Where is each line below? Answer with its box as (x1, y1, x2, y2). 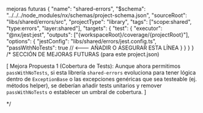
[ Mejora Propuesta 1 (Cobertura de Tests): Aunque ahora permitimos (6, 62, 181, 70)
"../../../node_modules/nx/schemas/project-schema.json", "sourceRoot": (6, 12, 188, 19)
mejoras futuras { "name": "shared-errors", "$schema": (6, 5, 146, 12)
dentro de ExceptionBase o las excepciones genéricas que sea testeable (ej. (6, 76, 197, 82)
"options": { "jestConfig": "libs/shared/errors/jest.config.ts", (6, 38, 157, 45)
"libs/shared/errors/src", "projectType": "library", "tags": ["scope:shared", (6, 18, 192, 25)
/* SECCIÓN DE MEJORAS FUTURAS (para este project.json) (6, 51, 160, 57)
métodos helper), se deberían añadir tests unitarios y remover (6, 82, 162, 89)
